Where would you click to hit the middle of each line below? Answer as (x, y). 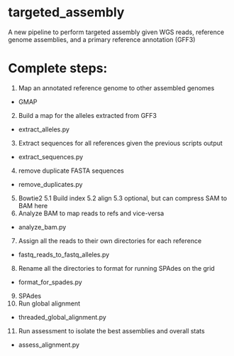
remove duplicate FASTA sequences (71, 171)
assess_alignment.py (49, 345)
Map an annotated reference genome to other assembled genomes (116, 88)
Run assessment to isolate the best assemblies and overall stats (111, 330)
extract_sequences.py (51, 156)
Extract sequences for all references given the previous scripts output (120, 143)
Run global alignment (49, 303)
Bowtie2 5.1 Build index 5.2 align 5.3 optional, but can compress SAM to (123, 198)
